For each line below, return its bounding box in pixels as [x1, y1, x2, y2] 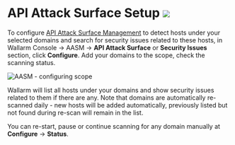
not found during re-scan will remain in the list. [7, 108, 144, 117]
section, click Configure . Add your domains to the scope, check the [7, 51, 205, 59]
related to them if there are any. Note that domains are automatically [7, 93, 206, 102]
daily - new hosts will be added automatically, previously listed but [34, 100, 228, 109]
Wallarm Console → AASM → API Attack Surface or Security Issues [7, 43, 207, 52]
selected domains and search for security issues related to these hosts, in [7, 35, 223, 44]
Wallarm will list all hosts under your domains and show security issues [7, 86, 214, 94]
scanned [7, 100, 33, 109]
